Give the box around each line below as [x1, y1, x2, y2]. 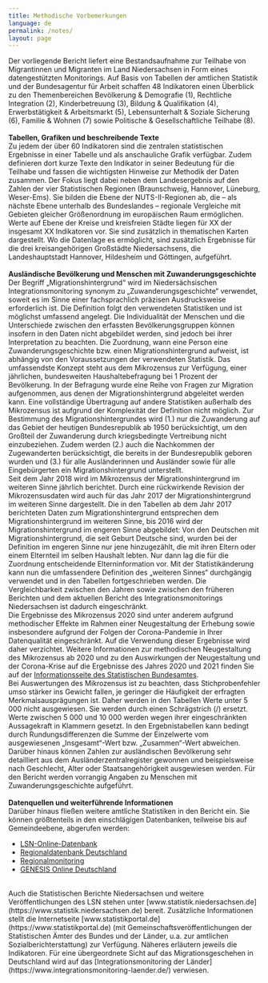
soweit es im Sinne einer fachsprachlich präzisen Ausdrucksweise [8, 294, 226, 305]
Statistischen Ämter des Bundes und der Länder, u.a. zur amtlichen [8, 932, 230, 941]
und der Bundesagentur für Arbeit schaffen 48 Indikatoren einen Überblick [8, 82, 254, 91]
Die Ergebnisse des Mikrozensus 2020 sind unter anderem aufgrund [8, 611, 234, 620]
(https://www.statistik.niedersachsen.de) [8, 906, 142, 916]
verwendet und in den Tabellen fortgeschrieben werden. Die [8, 576, 206, 586]
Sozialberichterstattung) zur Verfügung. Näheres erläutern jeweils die [8, 940, 238, 949]
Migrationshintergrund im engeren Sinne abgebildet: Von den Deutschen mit [8, 525, 260, 534]
